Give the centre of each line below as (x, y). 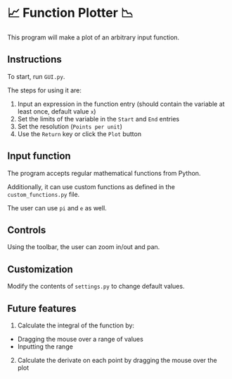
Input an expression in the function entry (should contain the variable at (121, 104)
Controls (27, 230)
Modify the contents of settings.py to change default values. (96, 287)
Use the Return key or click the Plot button (79, 133)
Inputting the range (45, 347)
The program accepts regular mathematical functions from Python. (104, 173)
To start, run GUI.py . (36, 76)
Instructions (34, 60)
